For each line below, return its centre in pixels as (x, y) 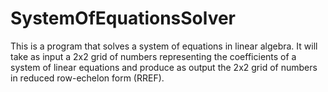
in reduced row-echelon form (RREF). (87, 78)
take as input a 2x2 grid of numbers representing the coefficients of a (153, 56)
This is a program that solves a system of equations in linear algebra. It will (164, 46)
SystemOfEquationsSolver (123, 18)
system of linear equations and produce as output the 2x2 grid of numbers (164, 67)
